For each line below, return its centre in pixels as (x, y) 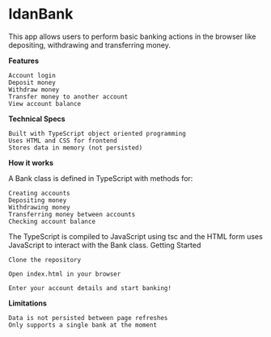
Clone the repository (45, 259)
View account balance (45, 103)
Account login (32, 75)
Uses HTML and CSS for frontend (63, 141)
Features (23, 61)
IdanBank (41, 14)
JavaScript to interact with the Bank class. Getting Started (105, 245)
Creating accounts (39, 193)
